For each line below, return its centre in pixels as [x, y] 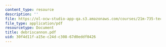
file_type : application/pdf [34, 23]
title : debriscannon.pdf [31, 32]
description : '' [22, 14]
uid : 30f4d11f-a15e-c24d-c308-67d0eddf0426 [51, 37]
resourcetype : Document [30, 28]
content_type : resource [30, 10]
